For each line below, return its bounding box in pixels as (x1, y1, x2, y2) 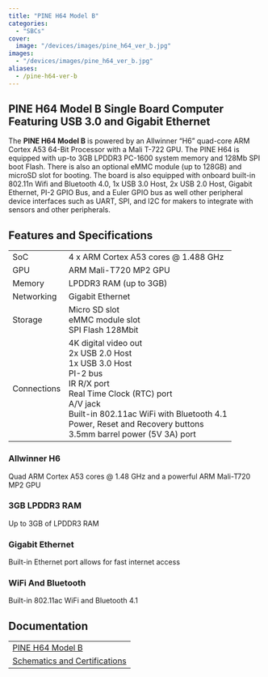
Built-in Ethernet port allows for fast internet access (8, 557, 180, 567)
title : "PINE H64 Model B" (8, 11, 99, 20)
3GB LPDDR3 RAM (8, 500, 82, 511)
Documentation (8, 619, 89, 632)
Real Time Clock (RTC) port (68, 388, 173, 399)
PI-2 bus (68, 368, 103, 379)
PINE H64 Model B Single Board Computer (8, 102, 224, 116)
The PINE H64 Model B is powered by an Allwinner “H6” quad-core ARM (8, 136, 250, 146)
